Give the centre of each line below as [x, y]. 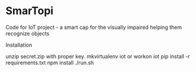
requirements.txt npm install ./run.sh [50, 63]
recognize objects [28, 33]
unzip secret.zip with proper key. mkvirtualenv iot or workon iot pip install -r [98, 56]
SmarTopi [30, 11]
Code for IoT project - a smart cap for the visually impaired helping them [94, 27]
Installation [19, 45]
